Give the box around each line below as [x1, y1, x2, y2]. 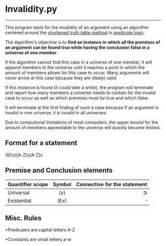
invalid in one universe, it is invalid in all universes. [5, 109, 108, 115]
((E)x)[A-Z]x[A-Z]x [5, 152, 43, 158]
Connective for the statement [76, 181, 147, 188]
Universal [7, 189, 30, 196]
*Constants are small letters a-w [5, 237, 72, 243]
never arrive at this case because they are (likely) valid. [5, 75, 118, 81]
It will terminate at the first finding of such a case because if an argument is [5, 105, 159, 110]
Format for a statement [5, 139, 78, 147]
